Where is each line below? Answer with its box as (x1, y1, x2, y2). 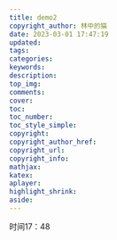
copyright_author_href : (9, 137, 97, 146)
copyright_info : (9, 153, 69, 163)
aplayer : (9, 179, 42, 188)
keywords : (9, 63, 46, 72)
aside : (9, 195, 34, 205)
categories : (9, 54, 53, 63)
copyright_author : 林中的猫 (9, 21, 108, 30)
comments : (9, 87, 46, 96)
